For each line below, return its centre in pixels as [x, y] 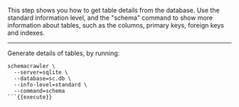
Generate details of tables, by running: [64, 53]
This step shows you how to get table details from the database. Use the [113, 10]
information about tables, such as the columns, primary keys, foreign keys [116, 25]
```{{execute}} [30, 97]
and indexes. [26, 33]
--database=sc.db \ [43, 79]
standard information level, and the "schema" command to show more [110, 18]
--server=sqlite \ [41, 72]
